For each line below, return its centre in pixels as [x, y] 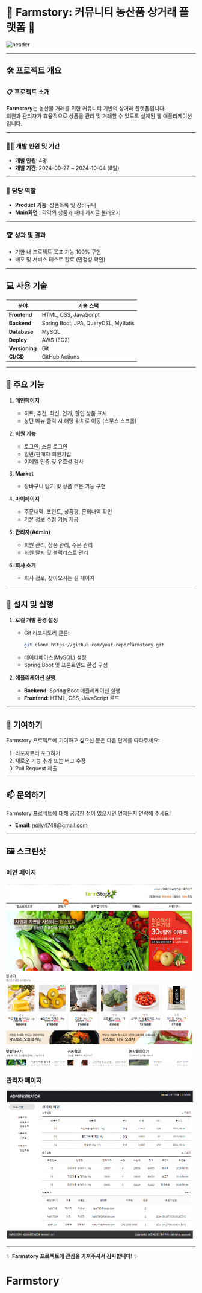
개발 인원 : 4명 [31, 160]
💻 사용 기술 [27, 285]
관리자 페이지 [24, 1080]
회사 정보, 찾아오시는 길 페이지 [59, 578]
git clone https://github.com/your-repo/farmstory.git [94, 645]
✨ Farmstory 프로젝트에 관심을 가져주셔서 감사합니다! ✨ [72, 1256]
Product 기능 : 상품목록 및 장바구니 [55, 205]
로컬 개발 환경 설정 [36, 620]
